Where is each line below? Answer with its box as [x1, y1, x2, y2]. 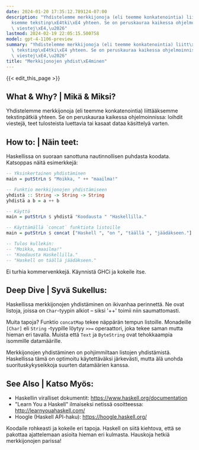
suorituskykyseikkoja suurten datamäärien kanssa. [6, 362, 130, 369]
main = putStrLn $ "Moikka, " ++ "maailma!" [6, 176, 118, 182]
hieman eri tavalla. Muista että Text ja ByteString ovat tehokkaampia [6, 331, 173, 338]
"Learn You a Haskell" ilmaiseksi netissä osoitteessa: [14, 401, 144, 408]
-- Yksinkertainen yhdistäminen [6, 171, 86, 176]
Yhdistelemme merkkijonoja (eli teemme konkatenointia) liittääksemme [6, 107, 178, 114]
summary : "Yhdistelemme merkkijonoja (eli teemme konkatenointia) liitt [6, 42, 190, 48]
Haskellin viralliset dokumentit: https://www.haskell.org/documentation [14, 394, 188, 401]
